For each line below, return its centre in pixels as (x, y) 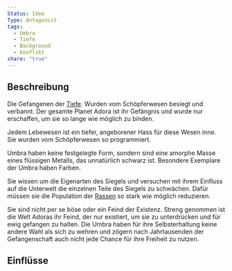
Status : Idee (26, 14)
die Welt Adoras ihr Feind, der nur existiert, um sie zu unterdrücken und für (114, 217)
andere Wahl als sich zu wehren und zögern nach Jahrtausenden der (106, 231)
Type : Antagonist (32, 20)
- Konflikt (29, 53)
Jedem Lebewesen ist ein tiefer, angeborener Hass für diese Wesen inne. (112, 132)
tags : (15, 26)
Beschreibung (38, 87)
